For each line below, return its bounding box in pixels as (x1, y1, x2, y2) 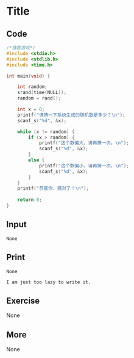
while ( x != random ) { (17, 128, 75, 135)
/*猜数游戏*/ (6, 45, 36, 51)
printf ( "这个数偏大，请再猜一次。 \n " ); (38, 140, 129, 146)
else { (28, 157, 45, 163)
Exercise (6, 295, 40, 306)
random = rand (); (17, 95, 62, 101)
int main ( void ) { (6, 73, 51, 79)
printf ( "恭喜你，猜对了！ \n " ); (17, 185, 90, 192)
